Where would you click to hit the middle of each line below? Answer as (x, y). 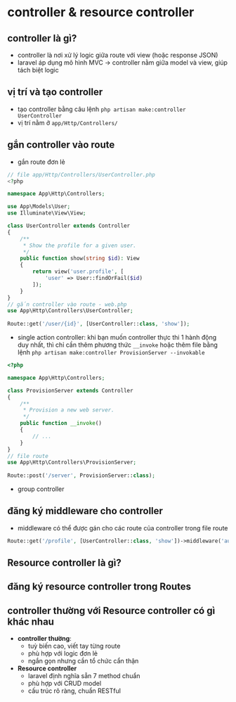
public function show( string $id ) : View (80, 259)
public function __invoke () (61, 423)
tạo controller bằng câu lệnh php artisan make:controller (101, 109)
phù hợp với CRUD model (65, 684)
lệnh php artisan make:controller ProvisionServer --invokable (111, 352)
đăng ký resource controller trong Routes (99, 587)
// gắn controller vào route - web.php (67, 304)
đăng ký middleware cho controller (85, 511)
